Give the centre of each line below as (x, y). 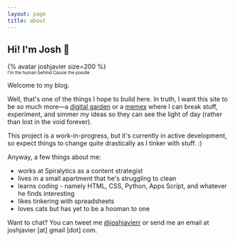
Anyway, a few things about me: (54, 157)
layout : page (27, 14)
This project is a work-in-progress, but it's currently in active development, (117, 135)
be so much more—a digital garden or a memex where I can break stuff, (113, 107)
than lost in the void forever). (50, 122)
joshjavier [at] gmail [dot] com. (52, 230)
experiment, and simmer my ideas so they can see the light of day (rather (115, 114)
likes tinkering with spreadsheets (66, 201)
